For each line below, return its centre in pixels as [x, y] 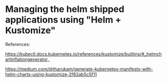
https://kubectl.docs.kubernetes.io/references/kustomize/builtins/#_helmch [83, 54]
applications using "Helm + [63, 20]
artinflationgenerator [27, 59]
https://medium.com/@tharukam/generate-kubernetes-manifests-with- [79, 69]
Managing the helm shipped [65, 9]
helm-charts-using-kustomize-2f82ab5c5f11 [51, 74]
